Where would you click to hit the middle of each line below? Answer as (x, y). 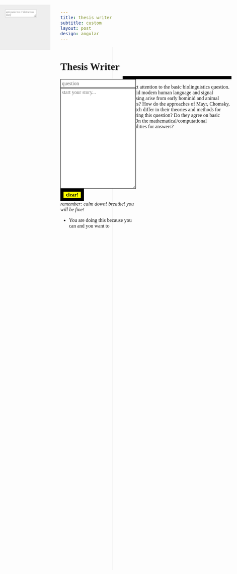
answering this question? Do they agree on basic (171, 115)
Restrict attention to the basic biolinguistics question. (176, 87)
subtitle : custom (81, 23)
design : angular (80, 33)
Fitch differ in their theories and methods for (176, 109)
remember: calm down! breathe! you (97, 204)
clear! (72, 195)
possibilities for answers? (148, 126)
